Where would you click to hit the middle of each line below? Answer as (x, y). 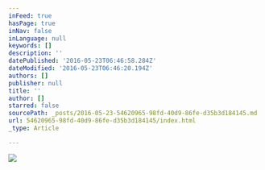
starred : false (34, 106)
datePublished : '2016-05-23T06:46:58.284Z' (83, 61)
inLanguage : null (37, 38)
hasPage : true (32, 23)
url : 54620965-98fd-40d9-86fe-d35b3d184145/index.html (102, 121)
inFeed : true (30, 16)
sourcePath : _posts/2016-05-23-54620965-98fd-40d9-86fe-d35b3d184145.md (133, 114)
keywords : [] (30, 46)
